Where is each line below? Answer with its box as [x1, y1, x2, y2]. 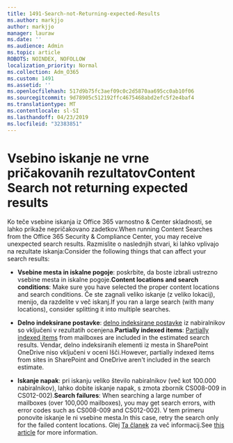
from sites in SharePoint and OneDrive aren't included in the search [17, 356, 211, 364]
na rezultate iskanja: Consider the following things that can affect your [7, 247, 207, 256]
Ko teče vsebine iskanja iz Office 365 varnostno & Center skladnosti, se [7, 217, 212, 226]
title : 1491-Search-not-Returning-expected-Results [7, 10, 160, 17]
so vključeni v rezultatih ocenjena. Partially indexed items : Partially [17, 326, 209, 334]
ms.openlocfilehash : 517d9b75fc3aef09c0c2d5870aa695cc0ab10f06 [7, 88, 195, 95]
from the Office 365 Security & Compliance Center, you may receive [7, 233, 202, 241]
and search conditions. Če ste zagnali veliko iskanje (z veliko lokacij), [17, 290, 216, 299]
